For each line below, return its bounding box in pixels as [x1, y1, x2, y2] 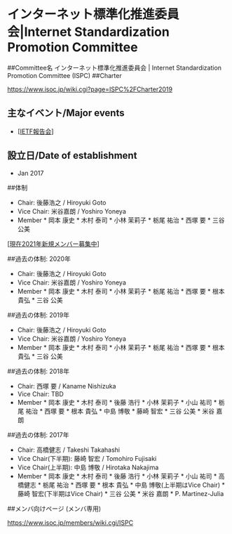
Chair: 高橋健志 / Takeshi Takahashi [17, 445, 121, 454]
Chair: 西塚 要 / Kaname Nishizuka [17, 382, 116, 390]
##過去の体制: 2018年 [7, 367, 70, 375]
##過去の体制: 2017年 [7, 430, 69, 439]
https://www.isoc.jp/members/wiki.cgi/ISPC [7, 518, 134, 527]
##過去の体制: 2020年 [7, 254, 71, 263]
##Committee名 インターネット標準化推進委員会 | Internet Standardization [7, 63, 222, 72]
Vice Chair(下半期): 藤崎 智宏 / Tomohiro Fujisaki [17, 454, 157, 462]
